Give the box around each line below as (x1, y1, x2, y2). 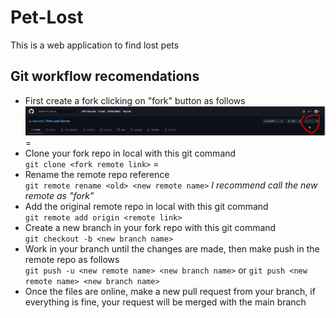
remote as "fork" (24, 190, 95, 202)
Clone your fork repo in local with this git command (24, 147, 237, 160)
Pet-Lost (10, 6, 84, 29)
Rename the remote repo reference (24, 169, 170, 181)
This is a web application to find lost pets (10, 39, 180, 51)
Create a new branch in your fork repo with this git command (24, 222, 277, 234)
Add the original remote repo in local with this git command (24, 201, 269, 213)
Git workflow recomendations (10, 68, 200, 85)
